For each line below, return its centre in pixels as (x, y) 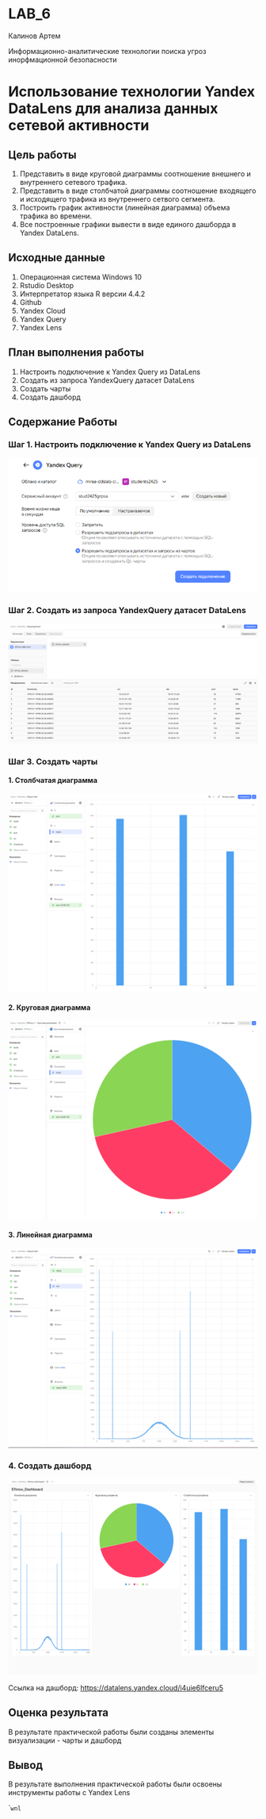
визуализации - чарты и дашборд (65, 1740)
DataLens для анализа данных (113, 109)
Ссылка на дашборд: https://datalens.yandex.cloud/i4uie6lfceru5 (116, 1687)
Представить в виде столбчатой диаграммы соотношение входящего (138, 191)
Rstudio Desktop (47, 285)
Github (30, 302)
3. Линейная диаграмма (50, 1235)
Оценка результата (59, 1713)
